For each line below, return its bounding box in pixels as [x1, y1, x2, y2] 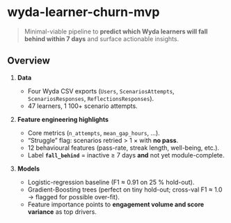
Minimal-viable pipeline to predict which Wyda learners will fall [24, 27, 208, 36]
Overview [7, 55, 51, 67]
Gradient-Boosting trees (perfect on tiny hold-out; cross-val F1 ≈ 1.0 [27, 185, 223, 194]
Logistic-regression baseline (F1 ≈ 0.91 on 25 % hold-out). [27, 178, 195, 186]
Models [17, 164, 40, 173]
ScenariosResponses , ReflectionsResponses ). [27, 94, 154, 102]
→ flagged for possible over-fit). [27, 192, 120, 201]
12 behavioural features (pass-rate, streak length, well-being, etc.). [27, 144, 220, 152]
